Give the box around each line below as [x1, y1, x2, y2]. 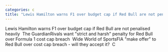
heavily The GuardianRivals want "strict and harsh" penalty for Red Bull [5, 31, 153, 37]
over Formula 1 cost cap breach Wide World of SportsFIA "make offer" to [5, 36, 156, 42]
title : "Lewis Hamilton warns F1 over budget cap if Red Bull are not [5, 12, 155, 17]
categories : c [5, 7, 35, 12]
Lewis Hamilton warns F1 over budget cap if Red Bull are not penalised [5, 25, 150, 31]
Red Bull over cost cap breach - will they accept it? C [5, 41, 116, 47]
